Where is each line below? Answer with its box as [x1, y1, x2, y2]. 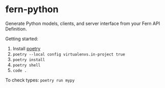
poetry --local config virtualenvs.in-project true [12, 52, 125, 57]
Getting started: [5, 36, 38, 42]
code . [12, 68, 27, 73]
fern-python [5, 4, 59, 15]
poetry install [12, 57, 45, 62]
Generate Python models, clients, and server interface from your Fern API [5, 20, 160, 26]
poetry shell [12, 63, 41, 68]
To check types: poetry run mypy [5, 77, 75, 83]
